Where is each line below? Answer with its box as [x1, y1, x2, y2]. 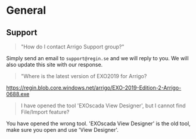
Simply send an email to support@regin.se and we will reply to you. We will [6, 55, 189, 61]
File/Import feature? [20, 109, 70, 115]
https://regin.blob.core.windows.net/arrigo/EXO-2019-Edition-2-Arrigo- [6, 84, 182, 91]
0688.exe [6, 91, 30, 97]
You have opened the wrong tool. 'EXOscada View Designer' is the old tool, [6, 120, 191, 127]
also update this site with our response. [6, 61, 103, 68]
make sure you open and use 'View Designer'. [6, 126, 119, 133]
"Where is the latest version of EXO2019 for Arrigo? [20, 73, 147, 79]
